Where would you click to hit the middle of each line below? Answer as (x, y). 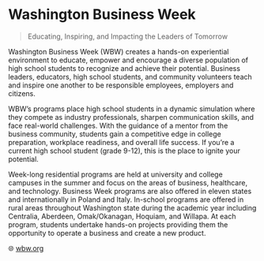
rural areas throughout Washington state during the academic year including (132, 207)
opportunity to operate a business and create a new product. (107, 233)
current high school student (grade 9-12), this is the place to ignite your (124, 151)
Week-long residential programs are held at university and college (115, 174)
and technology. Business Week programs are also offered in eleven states (130, 191)
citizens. (22, 93)
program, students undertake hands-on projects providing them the (118, 224)
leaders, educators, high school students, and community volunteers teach (130, 76)
